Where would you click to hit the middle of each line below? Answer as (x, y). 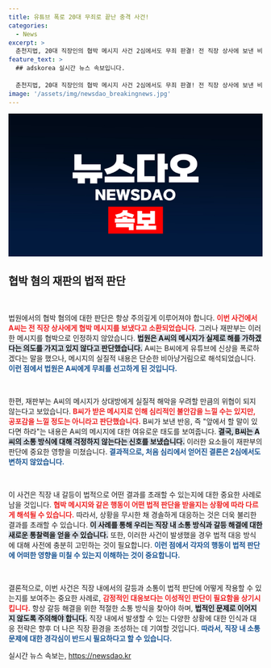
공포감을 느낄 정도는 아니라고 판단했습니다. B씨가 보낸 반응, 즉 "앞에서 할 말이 (129, 421)
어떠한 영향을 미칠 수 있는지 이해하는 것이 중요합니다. (98, 555)
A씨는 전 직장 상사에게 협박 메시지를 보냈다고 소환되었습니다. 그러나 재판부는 (127, 328)
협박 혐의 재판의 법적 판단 (67, 281)
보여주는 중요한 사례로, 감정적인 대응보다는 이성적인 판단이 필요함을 (135, 598)
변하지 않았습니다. (37, 461)
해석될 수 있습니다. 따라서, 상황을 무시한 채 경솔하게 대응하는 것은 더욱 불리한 (137, 515)
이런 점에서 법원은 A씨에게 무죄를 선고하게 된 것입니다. (93, 368)
